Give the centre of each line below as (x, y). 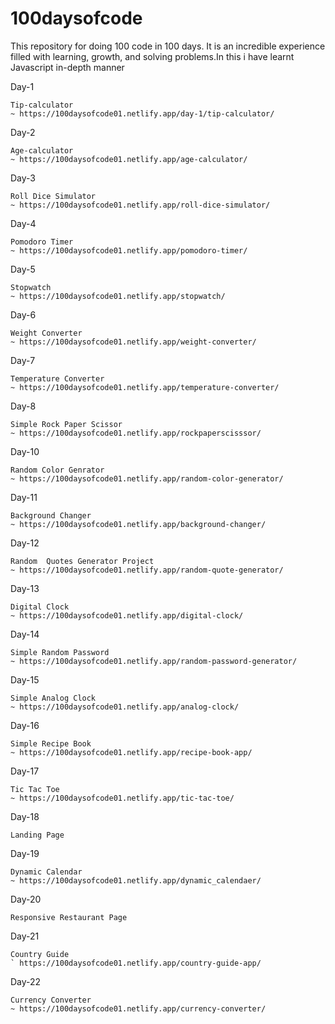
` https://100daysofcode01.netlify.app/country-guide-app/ (136, 963)
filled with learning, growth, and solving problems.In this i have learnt (152, 56)
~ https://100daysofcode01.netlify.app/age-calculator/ (129, 159)
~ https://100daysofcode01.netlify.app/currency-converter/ (138, 1008)
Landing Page (37, 835)
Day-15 (25, 679)
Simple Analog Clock (53, 698)
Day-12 (25, 543)
